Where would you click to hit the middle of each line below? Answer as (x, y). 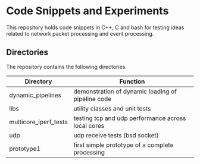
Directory (38, 81)
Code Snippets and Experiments (87, 11)
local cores (89, 125)
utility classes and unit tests (112, 108)
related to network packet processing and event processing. (80, 33)
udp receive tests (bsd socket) (116, 135)
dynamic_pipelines (35, 95)
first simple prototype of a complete (124, 145)
